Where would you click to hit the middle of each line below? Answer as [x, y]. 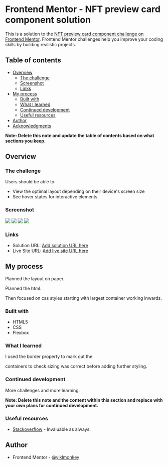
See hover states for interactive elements [55, 197]
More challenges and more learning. [43, 390]
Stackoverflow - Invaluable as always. [52, 429]
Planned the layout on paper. [35, 278]
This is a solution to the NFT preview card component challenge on [74, 34]
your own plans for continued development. [52, 405]
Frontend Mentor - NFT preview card [83, 9]
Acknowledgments [32, 126]
